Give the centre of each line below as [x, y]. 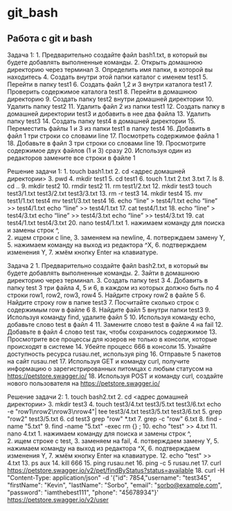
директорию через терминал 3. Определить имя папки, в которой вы [110, 70]
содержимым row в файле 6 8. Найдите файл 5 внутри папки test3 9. [109, 310]
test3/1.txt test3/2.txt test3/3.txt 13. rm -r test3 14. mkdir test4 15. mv [105, 193]
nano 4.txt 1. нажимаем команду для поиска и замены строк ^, [99, 433]
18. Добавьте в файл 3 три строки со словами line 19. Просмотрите [107, 143]
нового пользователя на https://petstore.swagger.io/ [84, 383]
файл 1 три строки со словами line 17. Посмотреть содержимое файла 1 [113, 136]
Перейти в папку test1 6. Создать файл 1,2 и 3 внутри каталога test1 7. [110, 84]
